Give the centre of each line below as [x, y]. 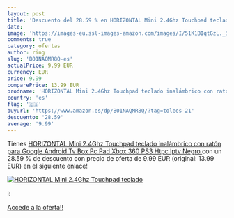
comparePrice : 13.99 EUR [43, 85]
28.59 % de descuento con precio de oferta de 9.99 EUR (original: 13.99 [111, 158]
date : [15, 26]
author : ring [26, 53]
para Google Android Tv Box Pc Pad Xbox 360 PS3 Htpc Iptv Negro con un [115, 151]
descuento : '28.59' [36, 117]
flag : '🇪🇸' [24, 104]
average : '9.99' [31, 124]
